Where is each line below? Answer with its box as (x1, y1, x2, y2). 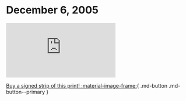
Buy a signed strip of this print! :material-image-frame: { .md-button (6, 82, 168, 89)
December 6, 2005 (6, 3, 99, 17)
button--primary (6, 88, 45, 95)
